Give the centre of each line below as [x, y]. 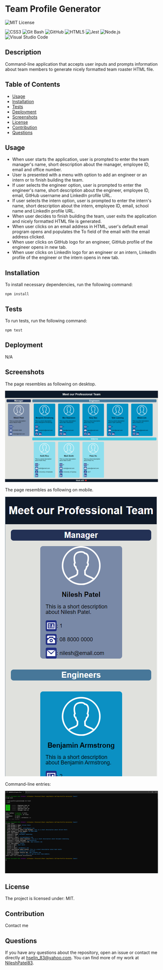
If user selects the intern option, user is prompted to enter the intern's [82, 201]
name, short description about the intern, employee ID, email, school [80, 206]
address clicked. [28, 237]
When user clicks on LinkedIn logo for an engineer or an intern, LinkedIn [84, 252]
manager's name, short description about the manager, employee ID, [81, 164]
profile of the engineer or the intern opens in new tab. [66, 258]
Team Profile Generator [53, 9]
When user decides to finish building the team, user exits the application [84, 216]
